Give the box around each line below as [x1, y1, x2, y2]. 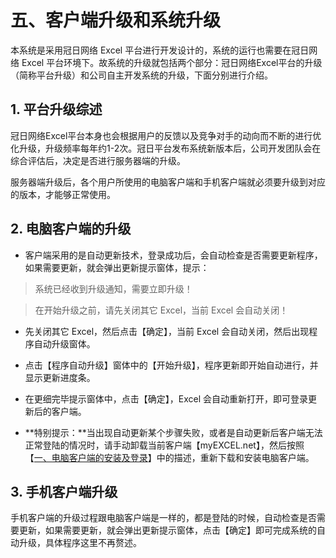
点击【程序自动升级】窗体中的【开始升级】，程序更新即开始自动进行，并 [24, 359, 319, 371]
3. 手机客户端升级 [10, 483, 118, 500]
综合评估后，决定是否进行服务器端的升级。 [10, 154, 186, 166]
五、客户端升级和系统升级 [10, 9, 222, 32]
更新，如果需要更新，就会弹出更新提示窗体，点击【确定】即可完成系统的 [18, 524, 317, 536]
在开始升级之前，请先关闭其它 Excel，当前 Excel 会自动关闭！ [34, 304, 289, 316]
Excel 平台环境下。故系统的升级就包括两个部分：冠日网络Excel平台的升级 [21, 56, 323, 68]
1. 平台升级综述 [10, 101, 103, 118]
